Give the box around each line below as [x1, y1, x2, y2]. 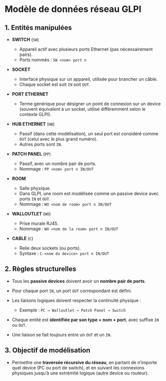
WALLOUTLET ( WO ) [11, 211, 51, 216]
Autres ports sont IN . [19, 141, 62, 147]
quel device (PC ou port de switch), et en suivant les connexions [11, 365, 145, 371]
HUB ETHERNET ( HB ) [11, 121, 55, 127]
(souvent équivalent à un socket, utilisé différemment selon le [19, 106, 146, 112]
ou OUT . [11, 322, 27, 328]
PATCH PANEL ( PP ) [11, 151, 51, 157]
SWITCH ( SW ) [11, 36, 39, 42]
